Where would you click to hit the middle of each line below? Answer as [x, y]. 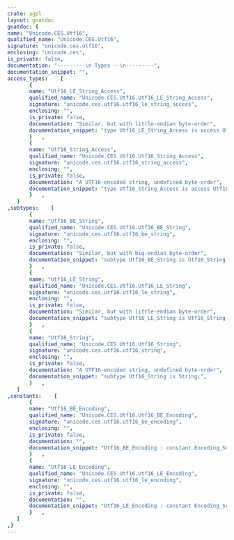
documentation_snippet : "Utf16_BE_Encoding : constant [110, 448]
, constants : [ [32, 396]
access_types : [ [36, 78]
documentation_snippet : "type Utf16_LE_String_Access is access [124, 130]
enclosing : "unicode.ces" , [46, 53]
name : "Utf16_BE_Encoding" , [70, 409]
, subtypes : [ [31, 208]
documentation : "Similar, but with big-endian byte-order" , [118, 254]
